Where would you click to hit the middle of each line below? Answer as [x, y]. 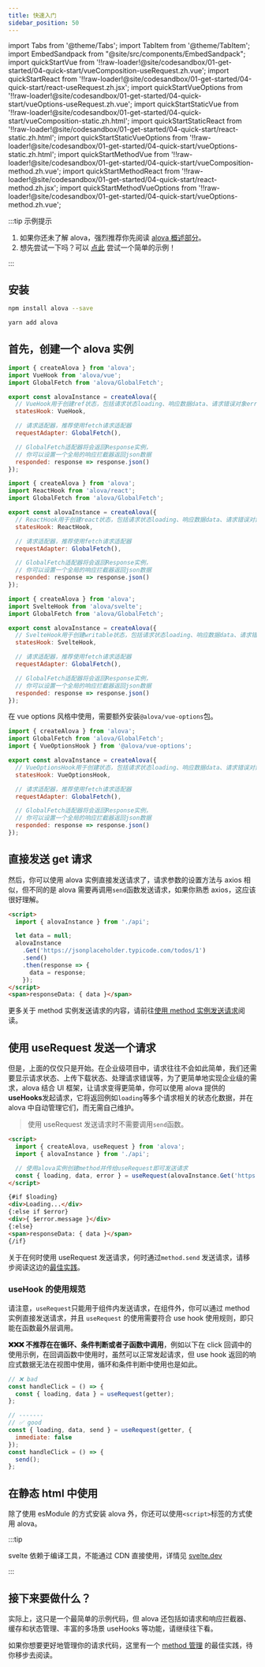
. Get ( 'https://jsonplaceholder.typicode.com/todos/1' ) [114, 951]
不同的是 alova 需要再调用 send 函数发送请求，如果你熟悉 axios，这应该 [142, 889]
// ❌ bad [23, 1379]
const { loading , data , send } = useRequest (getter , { [100, 1430]
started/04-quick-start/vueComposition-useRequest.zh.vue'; [107, 70]
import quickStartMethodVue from [114, 154]
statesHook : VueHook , [51, 412]
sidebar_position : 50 [44, 23]
